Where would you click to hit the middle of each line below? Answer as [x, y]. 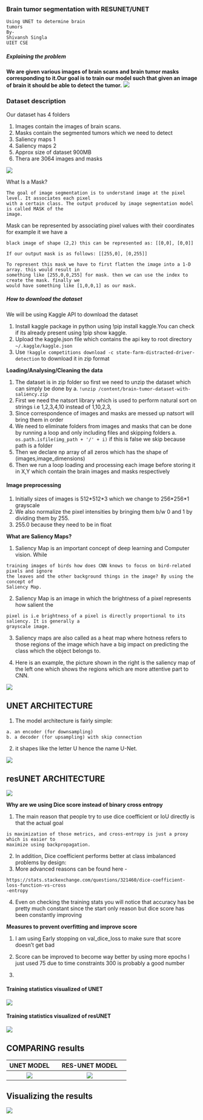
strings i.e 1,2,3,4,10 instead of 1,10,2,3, [63, 407]
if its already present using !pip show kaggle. [71, 333]
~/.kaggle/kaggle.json [44, 346]
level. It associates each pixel [48, 198]
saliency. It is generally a [43, 621]
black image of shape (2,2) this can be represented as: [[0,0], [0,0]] [100, 243]
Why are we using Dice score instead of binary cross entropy [85, 805]
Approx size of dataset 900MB [53, 152]
